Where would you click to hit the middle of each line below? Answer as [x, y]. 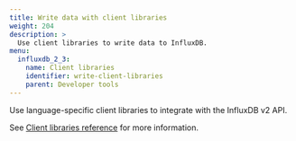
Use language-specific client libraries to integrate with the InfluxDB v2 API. [148, 110]
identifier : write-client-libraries [95, 76]
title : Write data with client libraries [88, 18]
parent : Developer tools [72, 84]
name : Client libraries [70, 68]
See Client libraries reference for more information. [104, 128]
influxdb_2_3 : [44, 59]
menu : [19, 51]
